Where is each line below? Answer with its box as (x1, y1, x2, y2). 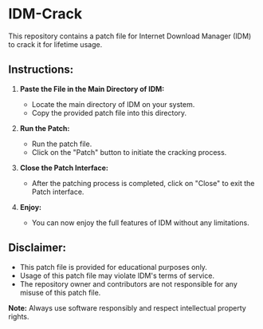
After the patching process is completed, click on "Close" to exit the (31, 178, 255, 188)
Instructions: (8, 63, 74, 77)
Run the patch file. (31, 139, 92, 149)
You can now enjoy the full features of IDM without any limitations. (31, 217, 249, 228)
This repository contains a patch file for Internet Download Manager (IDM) (8, 31, 252, 41)
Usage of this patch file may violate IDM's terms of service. (19, 271, 215, 280)
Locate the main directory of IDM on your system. (31, 99, 195, 109)
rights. (8, 311, 29, 321)
